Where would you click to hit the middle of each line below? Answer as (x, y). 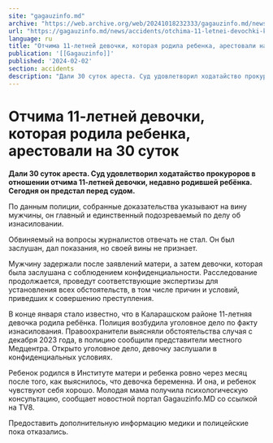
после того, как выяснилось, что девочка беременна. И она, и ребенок (132, 381)
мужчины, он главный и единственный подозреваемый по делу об (125, 215)
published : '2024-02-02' (50, 62)
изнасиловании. (36, 223)
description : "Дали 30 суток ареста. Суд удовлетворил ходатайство (125, 76)
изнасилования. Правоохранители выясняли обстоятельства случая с (131, 331)
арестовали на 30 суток (94, 151)
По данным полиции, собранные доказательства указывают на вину (128, 206)
